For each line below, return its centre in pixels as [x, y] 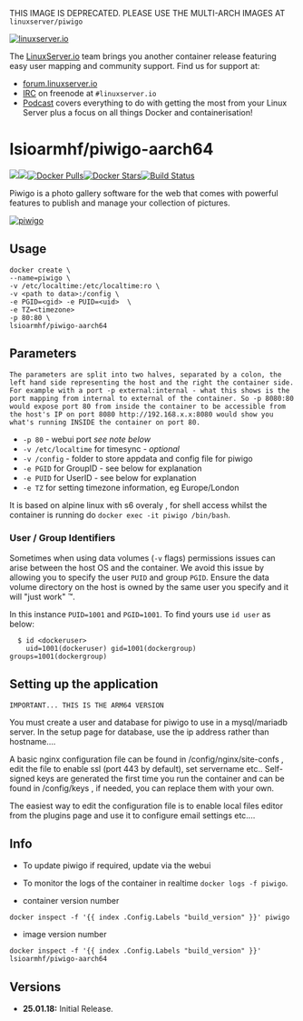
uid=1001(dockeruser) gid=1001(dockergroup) [111, 648]
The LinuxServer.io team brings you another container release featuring [143, 56]
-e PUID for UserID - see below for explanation [109, 477]
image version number [64, 935]
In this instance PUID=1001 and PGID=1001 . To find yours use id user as [140, 614]
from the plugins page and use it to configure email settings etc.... [132, 815]
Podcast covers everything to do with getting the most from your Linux [155, 103]
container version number [71, 901]
